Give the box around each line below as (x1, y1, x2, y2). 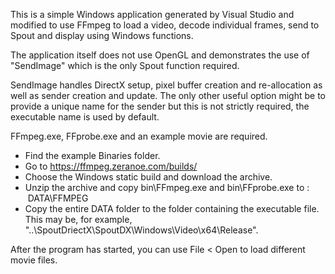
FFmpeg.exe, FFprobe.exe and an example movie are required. (10, 130, 268, 142)
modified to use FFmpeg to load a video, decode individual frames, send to (10, 19, 320, 31)
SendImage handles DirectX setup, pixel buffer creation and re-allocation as (10, 79, 323, 91)
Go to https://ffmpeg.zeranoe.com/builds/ (24, 160, 198, 172)
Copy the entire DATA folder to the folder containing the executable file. (24, 203, 320, 214)
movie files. (10, 254, 58, 266)
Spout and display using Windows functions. (10, 30, 194, 41)
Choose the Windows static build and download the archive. (24, 171, 273, 183)
